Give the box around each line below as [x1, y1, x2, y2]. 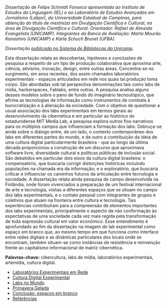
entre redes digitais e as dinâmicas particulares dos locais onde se [5, 234, 142, 240]
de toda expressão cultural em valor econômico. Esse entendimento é [5, 218, 148, 224]
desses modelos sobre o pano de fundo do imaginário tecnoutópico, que [5, 92, 155, 98]
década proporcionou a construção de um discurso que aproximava [5, 145, 144, 150]
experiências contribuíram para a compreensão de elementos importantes [5, 203, 157, 208]
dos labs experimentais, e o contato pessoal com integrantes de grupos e [5, 192, 156, 198]
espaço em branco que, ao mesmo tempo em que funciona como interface [5, 229, 159, 235]
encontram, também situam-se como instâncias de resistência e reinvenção [5, 240, 161, 245]
